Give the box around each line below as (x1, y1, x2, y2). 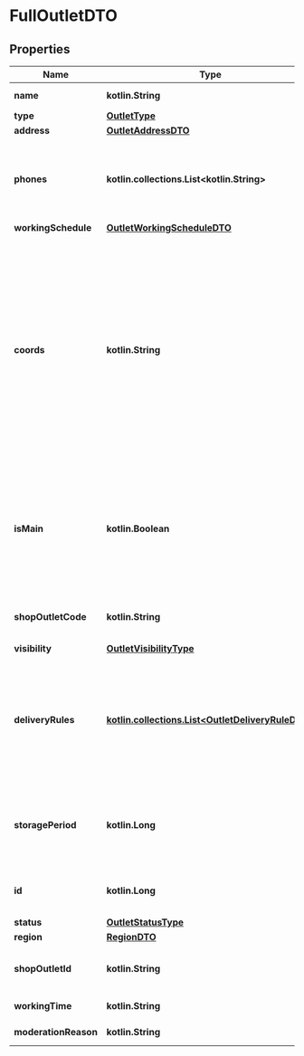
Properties (9, 42, 71, 57)
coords (14, 344, 45, 356)
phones (14, 173, 48, 186)
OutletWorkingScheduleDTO (106, 222, 233, 233)
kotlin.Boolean (106, 522, 170, 535)
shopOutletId (14, 963, 72, 975)
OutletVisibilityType (106, 642, 195, 654)
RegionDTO (106, 931, 157, 943)
